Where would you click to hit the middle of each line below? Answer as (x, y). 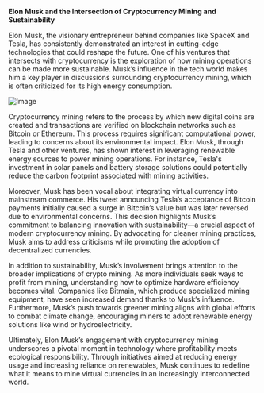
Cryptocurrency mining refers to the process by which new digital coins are (132, 117)
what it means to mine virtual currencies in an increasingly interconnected (129, 374)
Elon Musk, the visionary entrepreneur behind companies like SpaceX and (129, 35)
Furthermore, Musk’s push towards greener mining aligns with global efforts (132, 308)
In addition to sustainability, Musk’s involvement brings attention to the (123, 266)
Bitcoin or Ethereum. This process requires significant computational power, (132, 133)
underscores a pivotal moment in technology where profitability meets (123, 348)
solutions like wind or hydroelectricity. (70, 324)
